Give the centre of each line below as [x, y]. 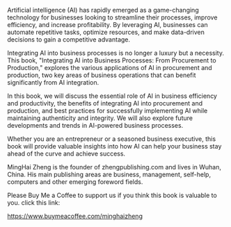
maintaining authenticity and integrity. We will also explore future [100, 118]
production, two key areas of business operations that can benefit [102, 75]
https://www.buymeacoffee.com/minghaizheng [75, 216]
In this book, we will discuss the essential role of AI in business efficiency [112, 96]
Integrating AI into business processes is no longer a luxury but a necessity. [116, 53]
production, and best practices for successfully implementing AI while [107, 111]
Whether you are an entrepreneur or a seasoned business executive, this [112, 139]
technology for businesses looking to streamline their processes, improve [112, 17]
